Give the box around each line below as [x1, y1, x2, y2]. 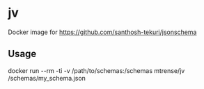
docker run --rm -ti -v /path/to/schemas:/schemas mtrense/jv [8, 66, 185, 74]
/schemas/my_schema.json [8, 74, 86, 82]
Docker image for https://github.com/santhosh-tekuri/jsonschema [8, 28, 197, 36]
